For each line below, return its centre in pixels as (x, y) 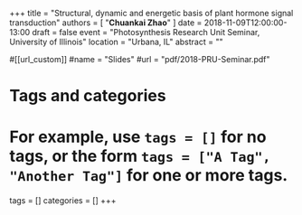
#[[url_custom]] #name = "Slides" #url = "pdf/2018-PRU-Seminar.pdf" (140, 59)
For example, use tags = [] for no (138, 137)
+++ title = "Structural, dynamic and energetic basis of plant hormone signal (151, 13)
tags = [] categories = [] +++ (63, 201)
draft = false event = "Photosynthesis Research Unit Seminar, (146, 32)
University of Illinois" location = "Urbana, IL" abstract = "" (116, 42)
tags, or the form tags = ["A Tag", (140, 156)
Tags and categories (88, 96)
